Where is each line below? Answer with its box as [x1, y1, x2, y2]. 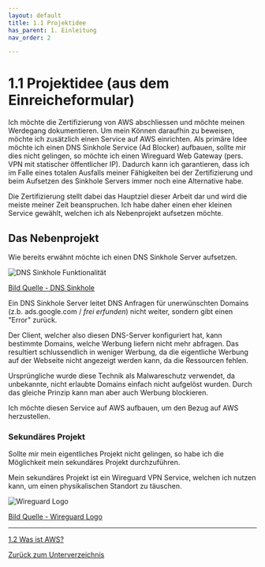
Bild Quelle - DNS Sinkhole [8, 283, 95, 293]
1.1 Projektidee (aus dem [8, 74, 170, 93]
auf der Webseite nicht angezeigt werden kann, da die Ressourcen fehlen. [8, 356, 248, 365]
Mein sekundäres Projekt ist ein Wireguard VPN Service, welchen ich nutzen [8, 473, 256, 482]
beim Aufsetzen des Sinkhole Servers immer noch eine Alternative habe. [8, 176, 244, 186]
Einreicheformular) [8, 92, 135, 109]
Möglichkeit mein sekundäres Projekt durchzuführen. [8, 458, 181, 467]
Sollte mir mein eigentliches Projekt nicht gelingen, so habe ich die [8, 449, 225, 459]
